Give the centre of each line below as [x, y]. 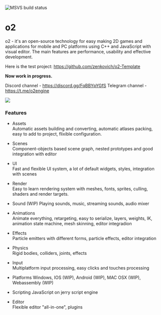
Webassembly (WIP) [33, 283]
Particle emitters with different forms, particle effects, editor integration [84, 239]
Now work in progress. [29, 76]
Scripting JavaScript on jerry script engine [55, 292]
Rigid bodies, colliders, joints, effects [49, 253]
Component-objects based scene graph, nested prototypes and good [82, 149]
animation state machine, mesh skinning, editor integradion [72, 224]
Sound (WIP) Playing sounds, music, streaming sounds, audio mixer [81, 204]
